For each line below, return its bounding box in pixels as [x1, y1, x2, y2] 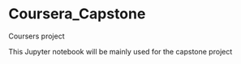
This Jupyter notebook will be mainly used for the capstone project [8, 46, 233, 56]
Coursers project [8, 31, 65, 41]
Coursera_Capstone [8, 5, 146, 23]
